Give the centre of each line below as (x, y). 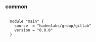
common (16, 7)
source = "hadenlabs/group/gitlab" (53, 26)
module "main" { (27, 22)
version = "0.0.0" (34, 30)
